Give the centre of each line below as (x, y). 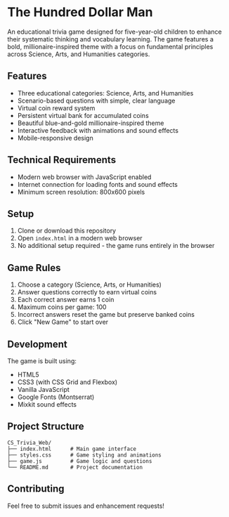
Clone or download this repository (67, 231)
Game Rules (34, 268)
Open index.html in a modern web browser (80, 238)
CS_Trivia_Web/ (30, 443)
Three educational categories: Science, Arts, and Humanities (105, 93)
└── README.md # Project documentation (75, 467)
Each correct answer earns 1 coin (66, 300)
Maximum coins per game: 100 (62, 307)
